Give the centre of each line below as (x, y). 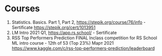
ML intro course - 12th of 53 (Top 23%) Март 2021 (63, 43)
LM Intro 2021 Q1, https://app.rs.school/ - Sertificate (64, 32)
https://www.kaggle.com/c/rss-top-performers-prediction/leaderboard (83, 48)
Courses (22, 9)
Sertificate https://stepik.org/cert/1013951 (54, 27)
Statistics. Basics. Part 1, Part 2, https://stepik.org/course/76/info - (79, 22)
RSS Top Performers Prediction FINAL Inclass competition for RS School (84, 38)
